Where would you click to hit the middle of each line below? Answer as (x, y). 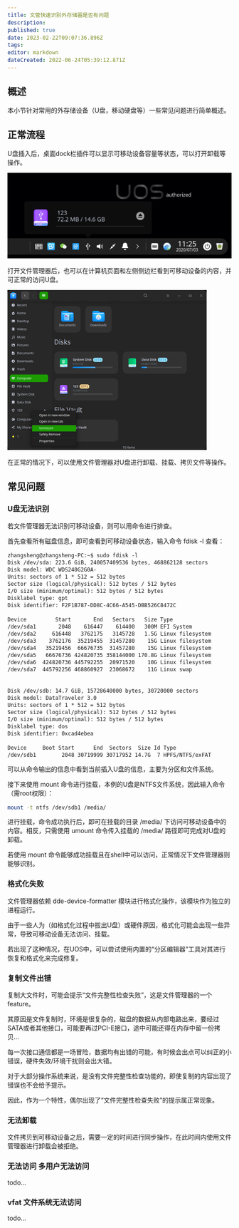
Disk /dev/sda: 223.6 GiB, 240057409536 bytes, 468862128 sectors (108, 562)
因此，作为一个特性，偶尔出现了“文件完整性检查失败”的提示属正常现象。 (113, 1100)
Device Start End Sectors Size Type (90, 619)
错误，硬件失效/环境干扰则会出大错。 (62, 1061)
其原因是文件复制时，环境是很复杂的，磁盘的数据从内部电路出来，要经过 (113, 1019)
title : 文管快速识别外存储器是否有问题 (58, 15)
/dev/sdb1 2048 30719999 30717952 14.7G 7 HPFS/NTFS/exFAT (110, 755)
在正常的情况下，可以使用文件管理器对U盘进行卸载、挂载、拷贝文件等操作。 (119, 462)
